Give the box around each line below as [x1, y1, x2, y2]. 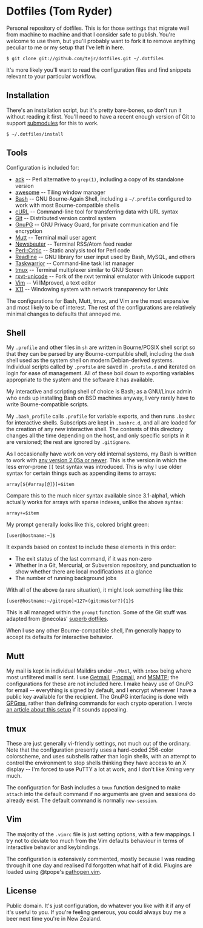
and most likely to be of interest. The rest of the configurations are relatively [6, 303, 196, 311]
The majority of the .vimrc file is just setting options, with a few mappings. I [6, 830, 195, 837]
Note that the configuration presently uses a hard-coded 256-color [6, 746, 174, 753]
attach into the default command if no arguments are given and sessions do [6, 791, 196, 797]
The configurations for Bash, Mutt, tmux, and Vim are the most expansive [6, 297, 189, 305]
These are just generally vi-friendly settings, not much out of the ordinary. [6, 740, 191, 747]
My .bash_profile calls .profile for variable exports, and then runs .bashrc [6, 412, 196, 420]
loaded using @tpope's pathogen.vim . [6, 868, 102, 875]
